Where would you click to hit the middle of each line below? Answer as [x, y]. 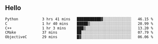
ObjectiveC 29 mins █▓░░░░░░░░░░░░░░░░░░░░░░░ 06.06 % [79, 37]
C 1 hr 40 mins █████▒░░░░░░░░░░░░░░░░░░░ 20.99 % [79, 24]
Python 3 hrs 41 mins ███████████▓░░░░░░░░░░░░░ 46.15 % [79, 19]
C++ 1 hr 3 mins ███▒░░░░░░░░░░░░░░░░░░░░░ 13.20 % [79, 28]
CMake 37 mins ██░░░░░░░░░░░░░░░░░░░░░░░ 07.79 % [79, 33]
